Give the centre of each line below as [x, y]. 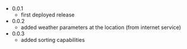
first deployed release [47, 15]
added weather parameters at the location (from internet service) [101, 27]
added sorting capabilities [53, 40]
